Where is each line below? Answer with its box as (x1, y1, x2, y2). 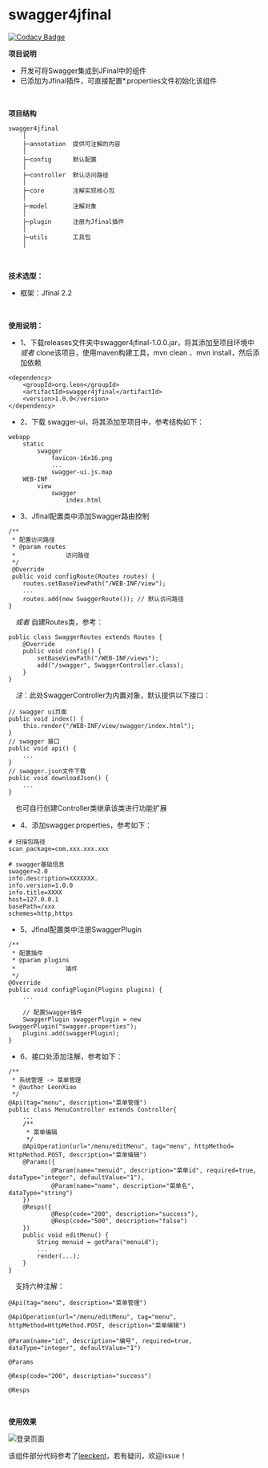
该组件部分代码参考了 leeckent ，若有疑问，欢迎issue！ (8, 1450, 187, 1460)
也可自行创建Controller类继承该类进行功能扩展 (15, 803, 168, 812)
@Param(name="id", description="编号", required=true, (8, 1336, 193, 1345)
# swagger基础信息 (8, 860, 65, 868)
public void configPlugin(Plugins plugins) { (8, 986, 162, 994)
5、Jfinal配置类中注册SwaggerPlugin (19, 925, 142, 934)
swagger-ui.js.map (50, 468, 113, 476)
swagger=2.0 (8, 867, 48, 876)
